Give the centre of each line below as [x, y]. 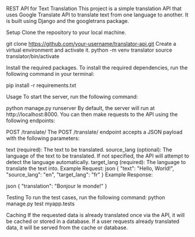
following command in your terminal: [50, 74]
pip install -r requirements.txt [41, 85]
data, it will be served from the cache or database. [67, 228]
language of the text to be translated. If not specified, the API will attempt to [98, 156]
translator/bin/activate [33, 56]
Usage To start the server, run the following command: [72, 97]
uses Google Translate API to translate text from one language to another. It [97, 15]
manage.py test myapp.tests [41, 203]
